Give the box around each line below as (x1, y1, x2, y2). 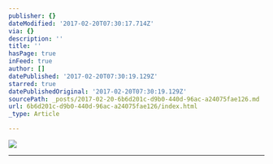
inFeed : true (8, 58, 53, 66)
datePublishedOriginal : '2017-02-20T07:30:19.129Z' (8, 87, 187, 96)
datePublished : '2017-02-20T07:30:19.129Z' (8, 72, 158, 80)
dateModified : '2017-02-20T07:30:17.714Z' (8, 19, 154, 28)
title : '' (8, 42, 42, 50)
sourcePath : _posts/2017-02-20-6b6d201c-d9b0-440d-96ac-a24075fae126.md (8, 95, 260, 103)
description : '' (8, 34, 63, 43)
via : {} (8, 27, 35, 35)
